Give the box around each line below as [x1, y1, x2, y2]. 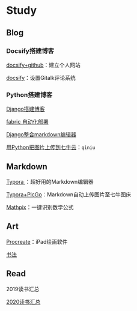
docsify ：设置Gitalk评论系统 [6, 74, 76, 81]
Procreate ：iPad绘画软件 [6, 238, 68, 245]
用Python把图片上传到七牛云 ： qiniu [6, 143, 96, 151]
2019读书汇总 [6, 285, 40, 292]
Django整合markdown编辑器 [6, 131, 77, 138]
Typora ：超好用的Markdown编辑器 [6, 178, 94, 185]
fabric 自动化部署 [6, 118, 49, 125]
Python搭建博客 [6, 91, 53, 99]
